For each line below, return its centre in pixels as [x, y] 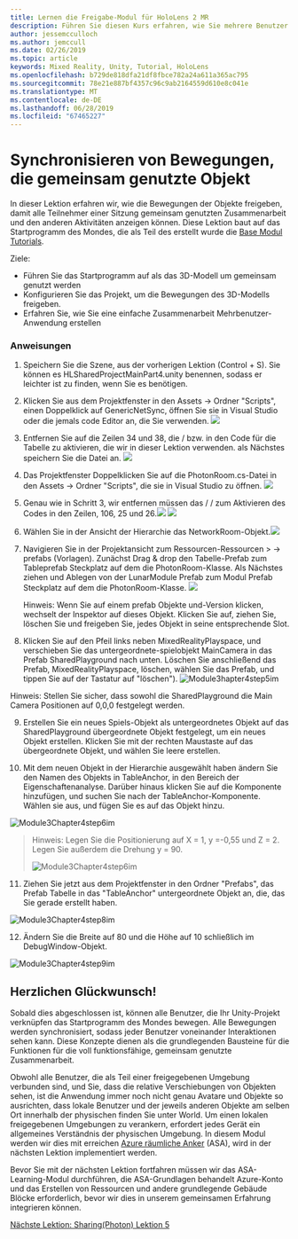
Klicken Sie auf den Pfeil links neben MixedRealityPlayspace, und [142, 641]
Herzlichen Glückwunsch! [83, 991]
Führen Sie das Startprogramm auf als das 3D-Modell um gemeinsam [149, 276]
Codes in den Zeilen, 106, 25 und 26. [90, 514]
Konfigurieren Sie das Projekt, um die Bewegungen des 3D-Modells [146, 294]
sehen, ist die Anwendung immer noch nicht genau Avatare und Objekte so [147, 1096]
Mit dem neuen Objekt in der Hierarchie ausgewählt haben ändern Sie [150, 768]
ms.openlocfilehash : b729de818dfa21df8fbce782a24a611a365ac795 [129, 75]
